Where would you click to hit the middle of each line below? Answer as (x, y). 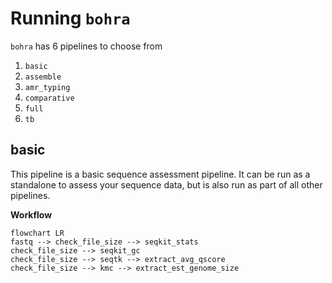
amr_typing (47, 87)
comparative (49, 98)
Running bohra (70, 18)
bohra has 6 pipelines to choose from (86, 46)
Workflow (31, 214)
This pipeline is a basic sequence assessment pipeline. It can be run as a (160, 174)
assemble (43, 77)
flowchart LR (37, 233)
